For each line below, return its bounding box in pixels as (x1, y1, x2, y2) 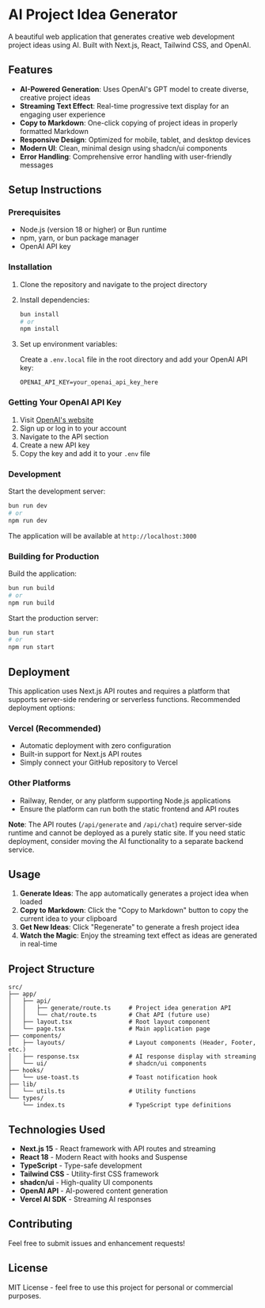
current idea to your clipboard (19, 914, 117, 923)
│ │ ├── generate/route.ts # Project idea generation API (8, 1004, 232, 1012)
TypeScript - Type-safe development (19, 1160, 142, 1170)
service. (8, 845, 35, 854)
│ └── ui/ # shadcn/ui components (8, 1060, 207, 1068)
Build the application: (8, 569, 78, 578)
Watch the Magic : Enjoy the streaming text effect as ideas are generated (19, 930, 258, 941)
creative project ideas (19, 93, 91, 102)
